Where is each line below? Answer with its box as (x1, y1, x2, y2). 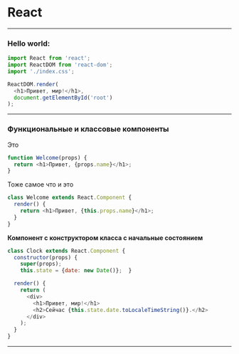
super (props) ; (20, 261, 62, 268)
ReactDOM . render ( (7, 80, 59, 88)
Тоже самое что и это (7, 180, 74, 189)
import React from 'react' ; (7, 55, 91, 62)
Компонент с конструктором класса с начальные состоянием (7, 233, 203, 242)
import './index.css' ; (7, 68, 75, 75)
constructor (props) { (14, 254, 78, 261)
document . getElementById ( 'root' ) (14, 94, 113, 101)
